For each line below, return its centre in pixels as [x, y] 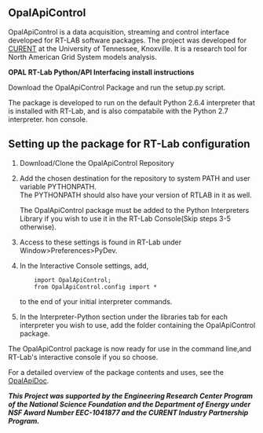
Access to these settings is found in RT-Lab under [100, 242]
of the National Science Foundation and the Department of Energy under [130, 404]
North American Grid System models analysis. [82, 57]
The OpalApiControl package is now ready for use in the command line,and [130, 348]
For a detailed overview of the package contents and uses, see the [116, 372]
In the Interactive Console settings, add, [84, 266]
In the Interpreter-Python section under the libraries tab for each [124, 317]
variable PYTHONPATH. [58, 186]
